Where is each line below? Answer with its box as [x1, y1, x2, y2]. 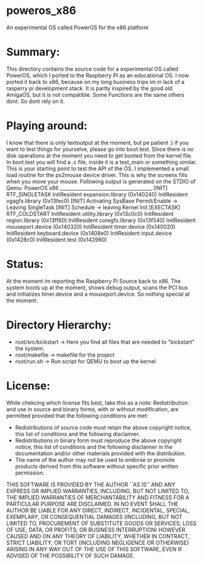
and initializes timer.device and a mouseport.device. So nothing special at [6, 290, 190, 298]
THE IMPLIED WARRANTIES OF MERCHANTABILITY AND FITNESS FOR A [6, 493, 190, 501]
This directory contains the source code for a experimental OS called [6, 65, 179, 72]
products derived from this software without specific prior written [15, 462, 179, 470]
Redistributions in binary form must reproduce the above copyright [15, 436, 182, 444]
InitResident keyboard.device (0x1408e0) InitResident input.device [6, 229, 173, 237]
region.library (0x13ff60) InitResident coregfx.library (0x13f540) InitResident [6, 217, 196, 224]
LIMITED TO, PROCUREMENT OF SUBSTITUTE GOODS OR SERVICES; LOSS [6, 520, 197, 527]
